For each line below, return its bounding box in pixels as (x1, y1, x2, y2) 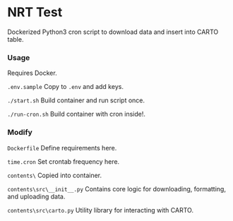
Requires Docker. (7, 68, 58, 78)
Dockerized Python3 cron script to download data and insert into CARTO (7, 28, 219, 36)
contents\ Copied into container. (7, 171, 102, 179)
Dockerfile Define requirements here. (7, 143, 117, 152)
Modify (7, 128, 33, 138)
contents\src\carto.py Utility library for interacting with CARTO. (7, 205, 194, 214)
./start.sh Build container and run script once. (7, 96, 145, 104)
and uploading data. (7, 192, 66, 201)
